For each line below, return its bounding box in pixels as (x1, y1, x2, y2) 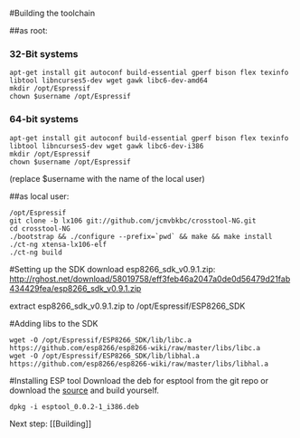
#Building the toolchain (9, 8, 96, 18)
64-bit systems (9, 113, 79, 126)
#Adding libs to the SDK (9, 318, 98, 328)
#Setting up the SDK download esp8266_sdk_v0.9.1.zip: (9, 263, 216, 274)
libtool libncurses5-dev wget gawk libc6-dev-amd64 (9, 76, 208, 85)
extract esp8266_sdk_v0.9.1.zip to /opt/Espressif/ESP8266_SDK (9, 300, 246, 311)
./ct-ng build (9, 248, 63, 257)
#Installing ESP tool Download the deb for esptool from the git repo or (9, 375, 269, 386)
